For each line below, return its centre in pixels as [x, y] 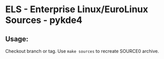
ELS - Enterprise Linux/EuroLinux [77, 9]
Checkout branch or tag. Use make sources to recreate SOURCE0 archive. [82, 51]
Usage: [17, 39]
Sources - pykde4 [44, 20]
